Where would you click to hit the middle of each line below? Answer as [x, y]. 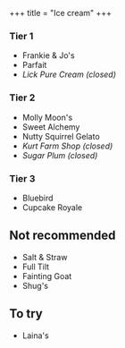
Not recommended [62, 236]
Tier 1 [21, 36]
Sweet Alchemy [51, 127]
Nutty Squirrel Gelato [61, 136]
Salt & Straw [45, 257]
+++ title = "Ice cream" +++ [61, 13]
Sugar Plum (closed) [60, 155]
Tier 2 [22, 98]
